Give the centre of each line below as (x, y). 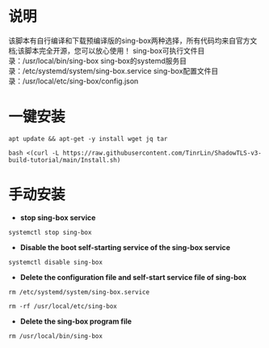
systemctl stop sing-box (50, 232)
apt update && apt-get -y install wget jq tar (88, 138)
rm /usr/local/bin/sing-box (56, 336)
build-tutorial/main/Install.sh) (65, 160)
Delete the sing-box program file (76, 321)
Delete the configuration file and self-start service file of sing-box (133, 277)
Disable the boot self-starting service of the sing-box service (125, 247)
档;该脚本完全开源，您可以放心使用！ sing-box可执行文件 (103, 50)
